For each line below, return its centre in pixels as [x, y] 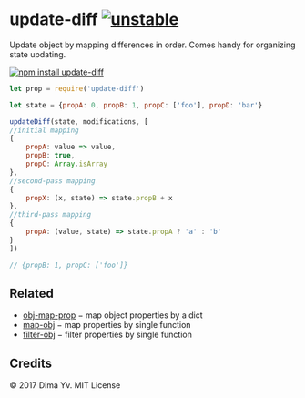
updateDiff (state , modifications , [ [79, 122]
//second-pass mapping [52, 181]
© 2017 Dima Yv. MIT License [65, 385]
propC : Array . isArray [66, 164]
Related [32, 293]
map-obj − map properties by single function [107, 325]
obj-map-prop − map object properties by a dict [112, 315]
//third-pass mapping [51, 215]
